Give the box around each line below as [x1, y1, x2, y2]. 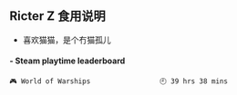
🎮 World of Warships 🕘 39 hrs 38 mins [9, 77, 228, 86]
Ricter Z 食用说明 [9, 8, 107, 24]
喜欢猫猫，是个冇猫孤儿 [22, 34, 111, 45]
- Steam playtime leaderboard [9, 55, 126, 66]
